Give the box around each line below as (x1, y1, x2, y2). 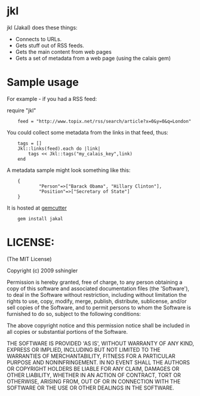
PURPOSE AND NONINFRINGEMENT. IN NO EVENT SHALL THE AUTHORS (7, 358, 190, 366)
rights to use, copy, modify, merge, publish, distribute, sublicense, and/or (7, 297, 187, 305)
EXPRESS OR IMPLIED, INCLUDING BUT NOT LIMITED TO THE (7, 346, 161, 353)
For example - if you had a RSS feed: (7, 95, 97, 102)
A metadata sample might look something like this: (7, 166, 131, 174)
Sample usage (7, 76, 79, 89)
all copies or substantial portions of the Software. (7, 328, 128, 335)
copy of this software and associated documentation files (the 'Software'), (7, 285, 190, 292)
